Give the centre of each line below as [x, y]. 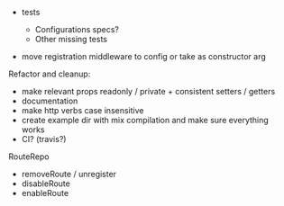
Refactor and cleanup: [50, 74]
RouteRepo [29, 157]
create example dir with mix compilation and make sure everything [145, 120]
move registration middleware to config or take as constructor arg [144, 56]
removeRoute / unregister [69, 174]
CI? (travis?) [44, 139]
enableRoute [45, 193]
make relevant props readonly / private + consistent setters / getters [148, 91]
